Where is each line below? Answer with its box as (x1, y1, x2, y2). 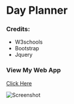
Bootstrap (14, 45, 39, 52)
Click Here (6, 79, 32, 87)
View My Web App (6, 66, 61, 75)
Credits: (6, 25, 30, 33)
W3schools (14, 38, 43, 45)
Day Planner (6, 4, 68, 17)
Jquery (14, 51, 33, 59)
